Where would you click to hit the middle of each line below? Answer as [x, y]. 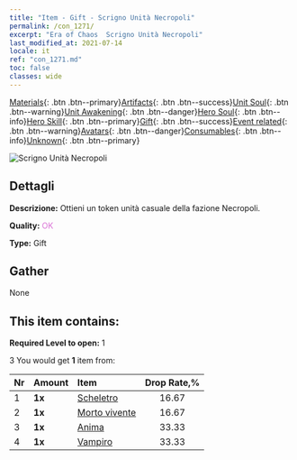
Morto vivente [107, 413]
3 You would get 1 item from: [62, 361]
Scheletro [98, 398]
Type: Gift [28, 243]
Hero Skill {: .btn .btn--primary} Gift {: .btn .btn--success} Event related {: [157, 121]
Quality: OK [31, 225]
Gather [29, 271]
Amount [51, 382]
